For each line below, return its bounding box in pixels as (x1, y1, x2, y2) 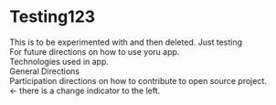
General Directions (9, 66, 80, 77)
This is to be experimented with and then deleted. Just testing (9, 37, 242, 47)
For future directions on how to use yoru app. (9, 46, 180, 57)
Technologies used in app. (9, 56, 110, 67)
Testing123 (9, 6, 96, 27)
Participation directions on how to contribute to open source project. (9, 75, 268, 86)
